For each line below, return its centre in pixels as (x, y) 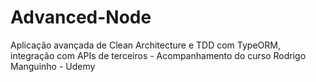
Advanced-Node (81, 17)
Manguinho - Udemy (53, 66)
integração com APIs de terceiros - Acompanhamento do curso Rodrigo (158, 55)
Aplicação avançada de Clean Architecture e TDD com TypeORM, (145, 45)
